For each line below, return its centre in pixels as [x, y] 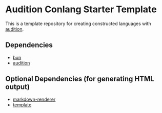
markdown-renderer [34, 99]
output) [17, 87]
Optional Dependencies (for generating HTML [80, 79]
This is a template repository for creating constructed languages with [78, 24]
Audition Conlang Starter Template [81, 9]
